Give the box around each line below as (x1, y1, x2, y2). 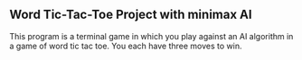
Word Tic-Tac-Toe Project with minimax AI (9, 7, 252, 22)
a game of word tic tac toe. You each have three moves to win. (9, 40, 242, 51)
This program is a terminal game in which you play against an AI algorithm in (9, 30, 294, 41)
